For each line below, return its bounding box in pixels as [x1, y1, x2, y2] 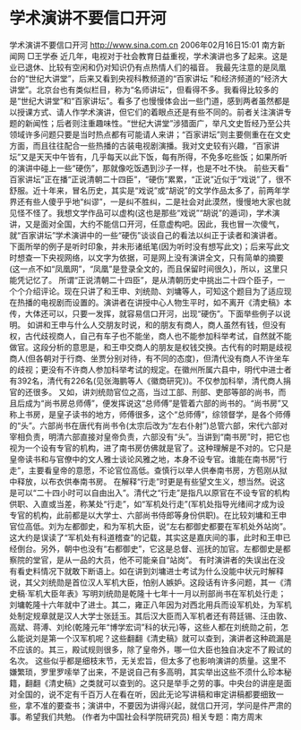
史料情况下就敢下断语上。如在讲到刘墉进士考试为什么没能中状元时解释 [24, 565, 284, 576]
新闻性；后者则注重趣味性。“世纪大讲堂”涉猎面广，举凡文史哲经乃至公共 [24, 117, 291, 128]
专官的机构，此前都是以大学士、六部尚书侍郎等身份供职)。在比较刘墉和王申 [9, 510, 288, 520]
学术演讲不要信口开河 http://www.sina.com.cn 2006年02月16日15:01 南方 [9, 39, 278, 50]
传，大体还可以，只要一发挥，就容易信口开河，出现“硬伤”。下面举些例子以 [9, 308, 284, 319]
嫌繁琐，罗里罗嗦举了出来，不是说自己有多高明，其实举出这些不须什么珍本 [9, 666, 284, 677]
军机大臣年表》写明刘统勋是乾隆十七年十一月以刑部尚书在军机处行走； [27, 588, 287, 598]
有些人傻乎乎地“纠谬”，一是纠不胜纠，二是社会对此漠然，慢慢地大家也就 [24, 196, 291, 207]
